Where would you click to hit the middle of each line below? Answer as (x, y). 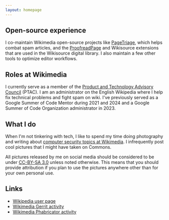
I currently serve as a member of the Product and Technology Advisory (79, 87)
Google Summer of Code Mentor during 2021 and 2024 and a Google (77, 103)
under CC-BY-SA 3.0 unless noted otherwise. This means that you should (82, 162)
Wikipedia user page (34, 201)
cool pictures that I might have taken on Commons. (58, 147)
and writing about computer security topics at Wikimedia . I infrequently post (85, 142)
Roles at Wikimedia (36, 75)
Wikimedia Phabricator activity (45, 212)
